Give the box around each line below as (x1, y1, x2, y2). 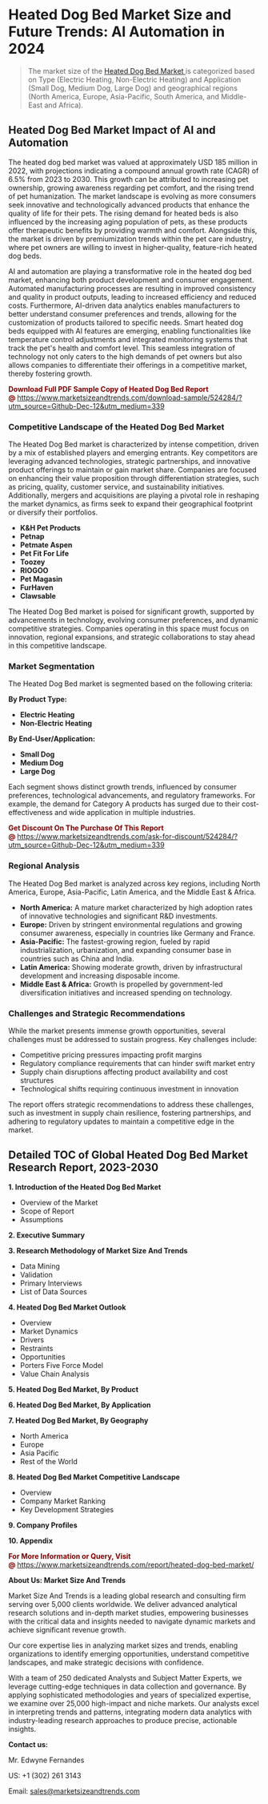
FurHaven (19, 583, 54, 592)
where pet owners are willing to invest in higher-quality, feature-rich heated (8, 242, 258, 252)
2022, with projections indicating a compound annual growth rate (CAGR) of (8, 166, 259, 176)
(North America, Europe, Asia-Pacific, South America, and (27, 91, 220, 101)
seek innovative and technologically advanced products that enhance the (8, 200, 250, 209)
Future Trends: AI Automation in (8, 22, 226, 41)
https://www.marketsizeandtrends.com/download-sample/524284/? (17, 393, 242, 402)
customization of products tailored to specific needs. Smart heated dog (8, 317, 244, 327)
